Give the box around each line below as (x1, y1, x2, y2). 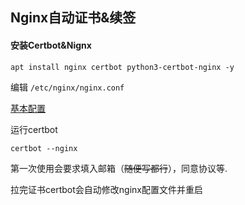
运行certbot (10, 123, 58, 135)
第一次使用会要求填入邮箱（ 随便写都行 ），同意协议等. (10, 162, 228, 174)
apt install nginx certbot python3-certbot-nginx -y (10, 62, 235, 72)
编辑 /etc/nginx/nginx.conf (10, 81, 125, 93)
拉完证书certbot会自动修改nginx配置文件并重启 (10, 183, 203, 195)
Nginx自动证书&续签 (10, 9, 137, 27)
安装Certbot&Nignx (10, 39, 92, 51)
